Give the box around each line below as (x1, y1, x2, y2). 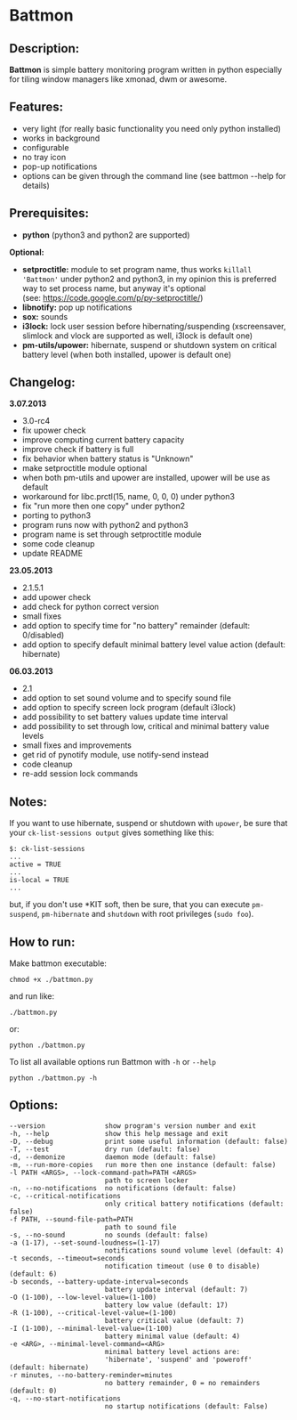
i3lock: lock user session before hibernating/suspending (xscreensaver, (21, 321, 286, 331)
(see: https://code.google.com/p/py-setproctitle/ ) (21, 292, 204, 303)
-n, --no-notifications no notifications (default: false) (9, 1183, 237, 1193)
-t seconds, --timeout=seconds (9, 1254, 125, 1262)
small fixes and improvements (21, 740, 132, 751)
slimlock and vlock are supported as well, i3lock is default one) (21, 330, 253, 341)
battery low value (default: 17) (104, 1301, 229, 1310)
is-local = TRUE (9, 876, 69, 885)
